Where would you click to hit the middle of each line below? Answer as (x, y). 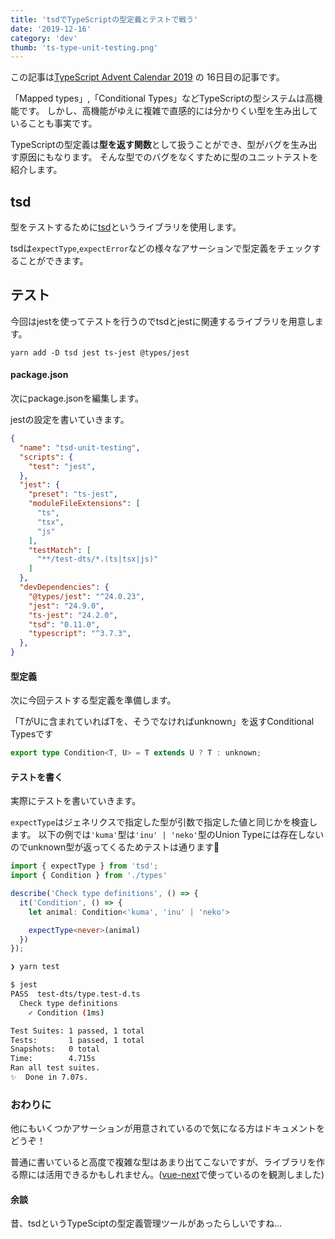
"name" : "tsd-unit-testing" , (80, 447)
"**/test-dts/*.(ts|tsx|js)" (97, 559)
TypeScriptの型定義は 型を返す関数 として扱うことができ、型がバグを (151, 145)
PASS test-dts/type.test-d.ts (75, 994)
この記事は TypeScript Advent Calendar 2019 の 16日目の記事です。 (147, 77)
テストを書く (36, 777)
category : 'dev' (44, 38)
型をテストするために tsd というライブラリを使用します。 (126, 227)
